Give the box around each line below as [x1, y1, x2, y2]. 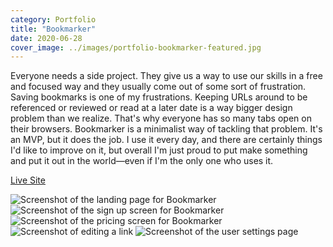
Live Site [10, 174, 46, 186]
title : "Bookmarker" [10, 24, 97, 34]
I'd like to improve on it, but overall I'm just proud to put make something [10, 144, 308, 156]
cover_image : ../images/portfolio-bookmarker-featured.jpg [10, 42, 262, 53]
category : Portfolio [10, 14, 97, 25]
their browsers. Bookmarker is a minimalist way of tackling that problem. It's [10, 123, 323, 135]
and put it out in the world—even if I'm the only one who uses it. [10, 155, 274, 167]
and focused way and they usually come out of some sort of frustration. [10, 81, 307, 93]
